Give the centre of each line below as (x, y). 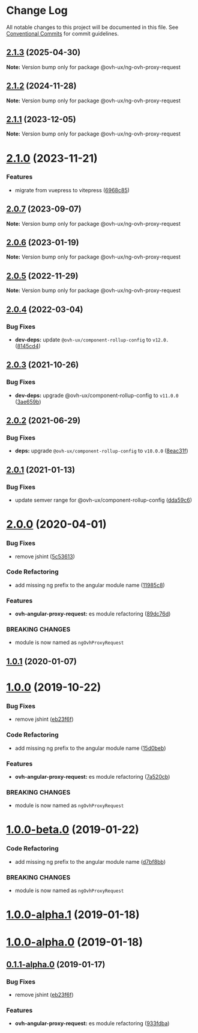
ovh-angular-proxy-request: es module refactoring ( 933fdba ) (92, 1023)
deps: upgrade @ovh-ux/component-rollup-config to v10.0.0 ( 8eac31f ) (101, 451)
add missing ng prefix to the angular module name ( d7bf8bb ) (90, 861)
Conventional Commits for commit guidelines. (62, 33)
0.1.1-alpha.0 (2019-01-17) (56, 964)
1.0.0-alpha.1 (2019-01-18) (73, 915)
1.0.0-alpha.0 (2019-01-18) (74, 942)
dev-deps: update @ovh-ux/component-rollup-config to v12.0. (92, 339)
